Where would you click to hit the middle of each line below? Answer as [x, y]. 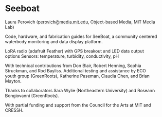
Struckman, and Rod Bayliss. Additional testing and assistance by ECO [75, 70]
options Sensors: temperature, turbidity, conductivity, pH [62, 56]
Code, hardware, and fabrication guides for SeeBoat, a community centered [81, 36]
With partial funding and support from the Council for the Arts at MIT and [78, 105]
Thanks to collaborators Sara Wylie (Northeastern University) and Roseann [80, 90]
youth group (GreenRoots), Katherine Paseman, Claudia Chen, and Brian [77, 76]
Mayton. [13, 81]
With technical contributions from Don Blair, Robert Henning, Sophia [73, 66]
